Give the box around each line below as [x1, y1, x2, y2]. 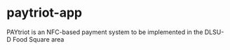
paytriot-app [6, 5, 83, 21]
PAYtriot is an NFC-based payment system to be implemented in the [6, 28, 203, 36]
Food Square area [13, 35, 65, 43]
